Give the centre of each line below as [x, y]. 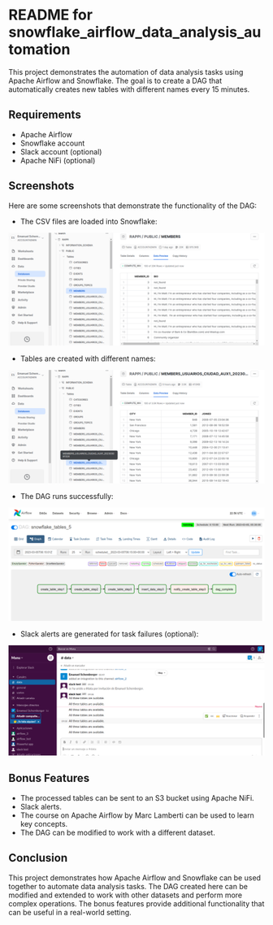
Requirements [45, 115]
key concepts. [44, 823]
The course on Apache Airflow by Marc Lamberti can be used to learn [137, 815]
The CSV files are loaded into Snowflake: [89, 221]
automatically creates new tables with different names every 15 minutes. [129, 89]
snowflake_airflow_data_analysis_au [135, 32]
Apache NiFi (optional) [58, 160]
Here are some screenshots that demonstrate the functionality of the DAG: [133, 206]
